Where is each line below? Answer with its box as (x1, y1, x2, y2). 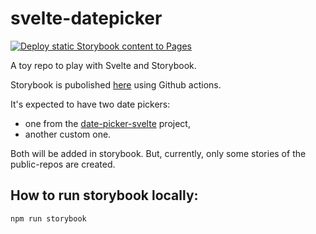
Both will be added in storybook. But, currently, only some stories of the (10, 147, 307, 159)
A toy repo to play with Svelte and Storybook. (10, 59, 197, 71)
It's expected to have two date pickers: (10, 98, 171, 110)
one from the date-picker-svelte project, (24, 117, 191, 129)
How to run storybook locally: (10, 187, 199, 204)
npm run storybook (10, 213, 87, 224)
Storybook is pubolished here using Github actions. (10, 78, 222, 91)
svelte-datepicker (10, 7, 163, 30)
